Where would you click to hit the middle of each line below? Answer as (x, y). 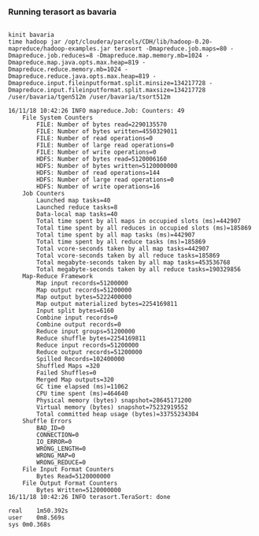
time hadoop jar (35, 42)
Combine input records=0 (77, 318)
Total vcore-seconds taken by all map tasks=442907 (123, 249)
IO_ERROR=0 (54, 442)
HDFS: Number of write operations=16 (98, 187)
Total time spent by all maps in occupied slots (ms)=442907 (139, 221)
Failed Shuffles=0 (67, 373)
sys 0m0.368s (30, 525)
